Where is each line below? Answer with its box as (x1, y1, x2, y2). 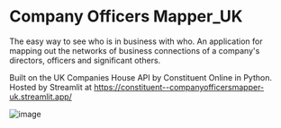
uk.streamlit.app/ (9, 91, 72, 102)
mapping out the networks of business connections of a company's (9, 45, 260, 55)
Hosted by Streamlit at (9, 81, 93, 92)
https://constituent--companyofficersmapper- (94, 81, 265, 92)
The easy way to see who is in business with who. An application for (9, 36, 263, 47)
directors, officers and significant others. (9, 55, 161, 65)
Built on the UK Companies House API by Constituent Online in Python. (9, 72, 273, 82)
